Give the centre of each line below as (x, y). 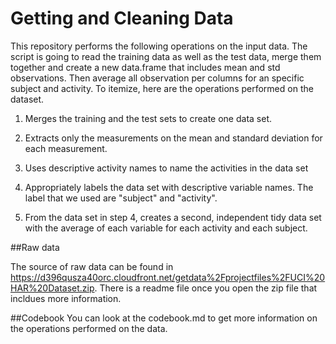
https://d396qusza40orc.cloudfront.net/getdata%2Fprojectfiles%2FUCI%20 (168, 277)
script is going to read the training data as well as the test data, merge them (166, 56)
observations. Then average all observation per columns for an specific (157, 78)
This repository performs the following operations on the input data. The (159, 46)
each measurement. (66, 148)
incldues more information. (66, 298)
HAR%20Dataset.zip (52, 288)
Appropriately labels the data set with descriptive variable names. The (169, 187)
